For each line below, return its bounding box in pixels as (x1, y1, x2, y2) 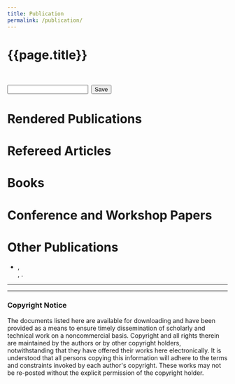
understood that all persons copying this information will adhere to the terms (7, 353, 228, 362)
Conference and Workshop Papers (7, 207, 213, 223)
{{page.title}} (7, 47, 87, 63)
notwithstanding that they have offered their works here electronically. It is (7, 346, 222, 355)
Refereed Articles (7, 143, 112, 159)
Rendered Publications (7, 111, 142, 127)
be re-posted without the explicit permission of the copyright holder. (7, 369, 204, 377)
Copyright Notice (7, 301, 67, 310)
